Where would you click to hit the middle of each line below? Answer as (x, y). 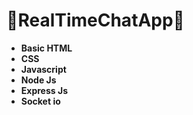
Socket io (40, 101)
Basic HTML (46, 48)
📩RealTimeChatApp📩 (95, 20)
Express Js (44, 90)
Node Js (38, 80)
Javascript (43, 69)
